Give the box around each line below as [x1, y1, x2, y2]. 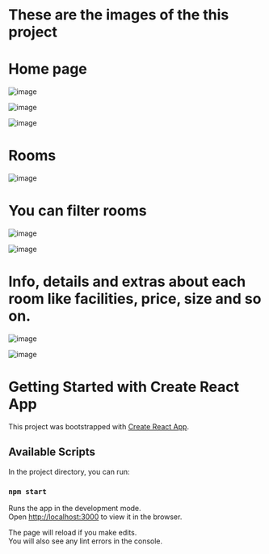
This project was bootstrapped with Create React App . [8, 421, 190, 431]
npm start [8, 487, 47, 496]
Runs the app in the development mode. [8, 503, 141, 513]
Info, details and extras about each [8, 273, 246, 291]
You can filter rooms [8, 202, 147, 220]
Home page [8, 60, 87, 79]
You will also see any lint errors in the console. [8, 536, 163, 546]
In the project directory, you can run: [8, 467, 130, 476]
